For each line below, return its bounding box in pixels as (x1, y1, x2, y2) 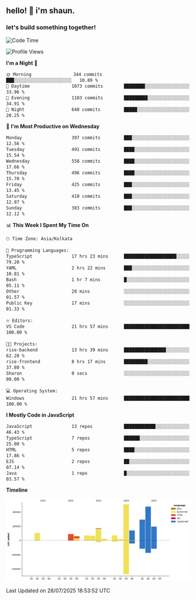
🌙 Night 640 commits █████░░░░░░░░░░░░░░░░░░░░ (6, 107, 190, 112)
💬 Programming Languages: (6, 247, 69, 253)
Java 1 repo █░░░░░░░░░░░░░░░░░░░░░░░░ (6, 470, 190, 476)
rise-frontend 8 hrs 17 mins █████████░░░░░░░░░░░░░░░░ (6, 358, 190, 365)
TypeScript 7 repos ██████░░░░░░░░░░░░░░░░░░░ (6, 435, 190, 441)
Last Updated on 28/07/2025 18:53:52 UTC (6, 587, 111, 594)
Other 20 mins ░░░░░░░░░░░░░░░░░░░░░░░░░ (6, 288, 190, 294)
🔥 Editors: (6, 317, 33, 324)
